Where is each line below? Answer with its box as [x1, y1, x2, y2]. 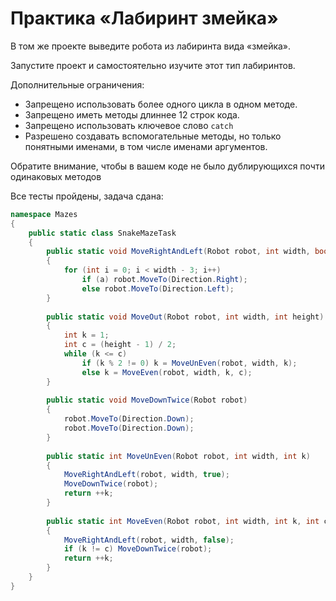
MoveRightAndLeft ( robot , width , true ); [63, 470, 230, 480]
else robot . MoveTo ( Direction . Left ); [81, 283, 235, 294]
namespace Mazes [10, 209, 78, 219]
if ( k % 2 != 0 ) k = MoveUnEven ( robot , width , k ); [81, 358, 298, 368]
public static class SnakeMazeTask [28, 228, 177, 238]
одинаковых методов [10, 170, 102, 182]
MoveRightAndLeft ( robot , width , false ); [63, 535, 235, 545]
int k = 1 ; [63, 330, 110, 341]
